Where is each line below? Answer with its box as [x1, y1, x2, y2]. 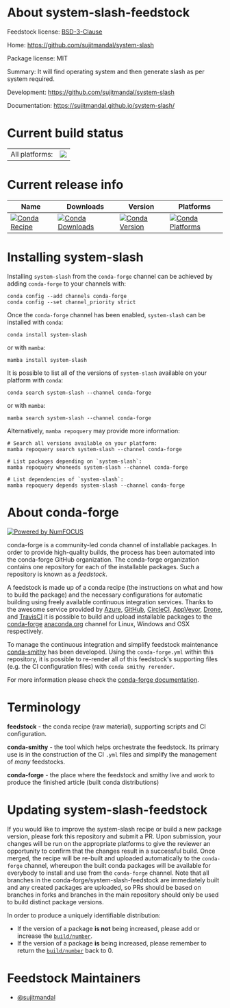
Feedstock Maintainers [7, 970, 141, 986]
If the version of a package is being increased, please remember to [16, 939, 207, 947]
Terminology [7, 699, 81, 715]
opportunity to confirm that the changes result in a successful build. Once [7, 847, 216, 855]
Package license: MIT [7, 54, 68, 62]
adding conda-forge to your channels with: [7, 279, 127, 288]
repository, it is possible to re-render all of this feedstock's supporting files [7, 654, 218, 663]
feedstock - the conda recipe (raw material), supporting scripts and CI [7, 722, 207, 731]
